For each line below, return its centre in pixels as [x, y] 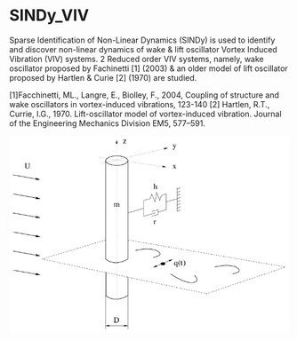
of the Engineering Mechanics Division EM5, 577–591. [108, 123]
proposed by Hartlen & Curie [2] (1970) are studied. [103, 77]
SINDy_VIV [49, 16]
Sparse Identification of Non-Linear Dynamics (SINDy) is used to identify [142, 40]
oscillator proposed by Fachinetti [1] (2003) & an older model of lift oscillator [149, 68]
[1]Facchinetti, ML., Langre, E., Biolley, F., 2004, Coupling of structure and [144, 95]
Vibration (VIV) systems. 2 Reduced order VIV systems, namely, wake [136, 59]
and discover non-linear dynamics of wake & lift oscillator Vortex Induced [143, 49]
